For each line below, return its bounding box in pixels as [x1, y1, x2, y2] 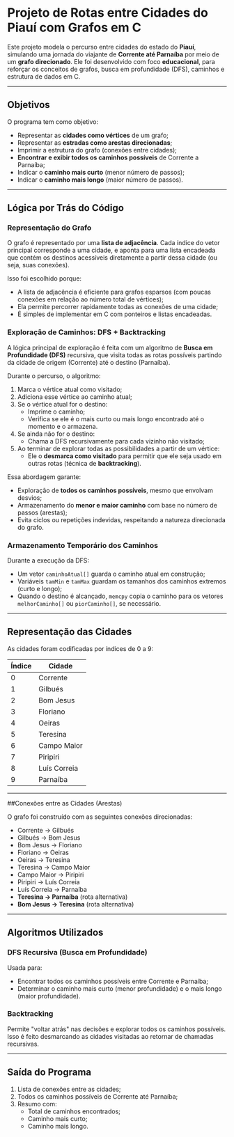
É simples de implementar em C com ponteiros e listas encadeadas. [17, 310, 212, 318]
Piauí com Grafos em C [7, 19, 141, 36]
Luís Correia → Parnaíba [17, 885, 87, 893]
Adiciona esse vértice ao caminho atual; [17, 392, 132, 401]
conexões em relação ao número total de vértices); [17, 295, 164, 304]
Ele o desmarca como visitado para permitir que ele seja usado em [27, 451, 221, 460]
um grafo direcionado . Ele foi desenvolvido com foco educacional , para [7, 57, 216, 65]
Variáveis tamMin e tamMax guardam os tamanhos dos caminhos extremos [17, 577, 226, 586]
